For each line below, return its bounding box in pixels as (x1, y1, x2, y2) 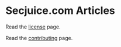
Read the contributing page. (5, 34, 73, 41)
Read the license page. (5, 23, 61, 30)
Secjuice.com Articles (5, 4, 115, 17)
